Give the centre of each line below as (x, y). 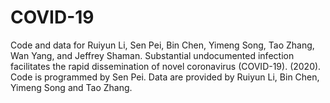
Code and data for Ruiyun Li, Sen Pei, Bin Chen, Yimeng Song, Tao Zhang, (162, 45)
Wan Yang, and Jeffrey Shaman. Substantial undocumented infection (152, 55)
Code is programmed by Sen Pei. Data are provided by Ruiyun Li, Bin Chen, (165, 77)
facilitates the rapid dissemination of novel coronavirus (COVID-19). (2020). (166, 66)
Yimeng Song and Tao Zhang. (71, 87)
